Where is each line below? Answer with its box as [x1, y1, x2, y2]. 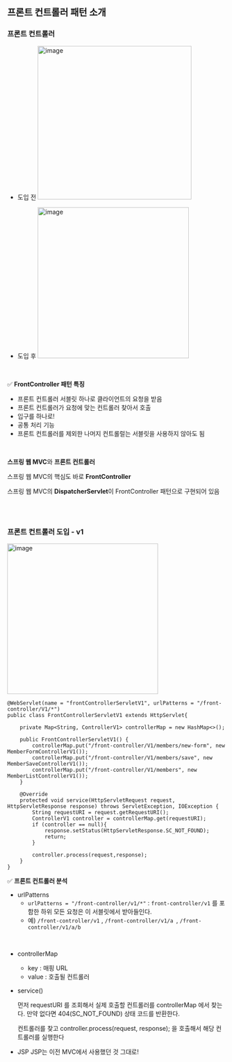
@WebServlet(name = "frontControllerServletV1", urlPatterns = [7, 700, 194, 707]
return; [44, 833, 67, 840]
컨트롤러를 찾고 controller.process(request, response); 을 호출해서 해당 [17, 1024, 215, 1032]
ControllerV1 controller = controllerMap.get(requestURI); [32, 815, 207, 822]
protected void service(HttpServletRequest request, [19, 797, 176, 804]
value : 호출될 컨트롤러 [27, 972, 90, 981]
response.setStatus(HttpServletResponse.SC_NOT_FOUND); [44, 827, 210, 834]
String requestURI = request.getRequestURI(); [32, 809, 169, 816]
